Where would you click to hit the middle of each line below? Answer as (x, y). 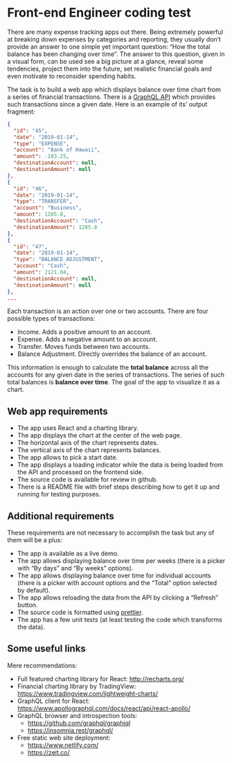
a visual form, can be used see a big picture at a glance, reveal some (105, 61)
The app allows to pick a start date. (67, 458)
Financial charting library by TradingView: (77, 686)
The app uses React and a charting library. (78, 428)
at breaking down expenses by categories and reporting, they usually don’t (114, 39)
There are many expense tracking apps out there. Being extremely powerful (115, 32)
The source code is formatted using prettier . (80, 612)
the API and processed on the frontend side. (80, 472)
